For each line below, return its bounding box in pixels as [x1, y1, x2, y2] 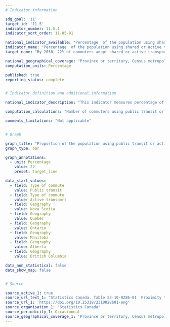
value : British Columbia [14, 254, 67, 259]
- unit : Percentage [10, 159, 51, 165]
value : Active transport [14, 197, 67, 202]
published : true [5, 72, 39, 78]
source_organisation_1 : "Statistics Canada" [5, 305, 101, 310]
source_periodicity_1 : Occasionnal [5, 309, 80, 314]
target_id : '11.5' [5, 21, 44, 26]
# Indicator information [5, 7, 58, 13]
